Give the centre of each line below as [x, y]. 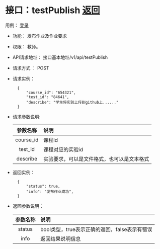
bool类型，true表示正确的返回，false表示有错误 [96, 229]
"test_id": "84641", [48, 97]
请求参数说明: [26, 117]
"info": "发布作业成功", [50, 192]
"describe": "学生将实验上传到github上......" [72, 102]
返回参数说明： [28, 206]
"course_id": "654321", [51, 93]
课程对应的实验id [63, 149]
